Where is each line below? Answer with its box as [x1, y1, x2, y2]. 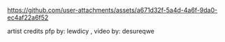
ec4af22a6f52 [7, 13, 49, 22]
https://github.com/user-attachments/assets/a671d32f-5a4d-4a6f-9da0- [7, 6, 218, 14]
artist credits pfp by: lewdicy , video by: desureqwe [7, 27, 155, 35]
